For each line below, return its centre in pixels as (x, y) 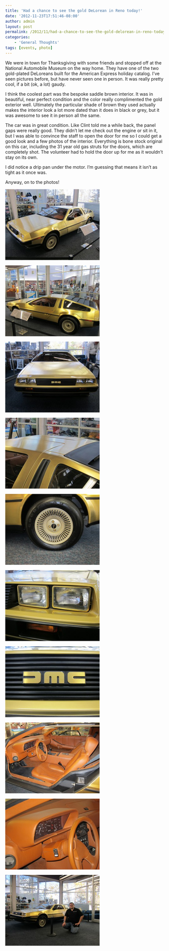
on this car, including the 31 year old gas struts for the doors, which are (79, 147)
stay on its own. (22, 157)
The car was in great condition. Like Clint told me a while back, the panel (80, 125)
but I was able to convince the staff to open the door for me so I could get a (83, 135)
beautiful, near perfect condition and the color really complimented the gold (84, 99)
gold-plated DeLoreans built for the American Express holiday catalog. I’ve (82, 74)
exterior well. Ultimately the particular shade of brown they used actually (80, 105)
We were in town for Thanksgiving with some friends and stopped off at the (83, 62)
